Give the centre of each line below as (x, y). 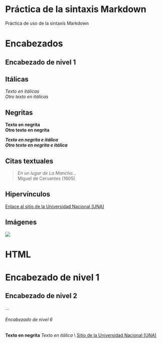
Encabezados (34, 44)
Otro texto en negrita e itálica (36, 145)
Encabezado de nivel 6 (29, 320)
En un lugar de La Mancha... (47, 173)
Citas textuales (29, 161)
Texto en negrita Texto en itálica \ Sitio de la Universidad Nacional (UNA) (81, 335)
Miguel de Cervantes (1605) (46, 178)
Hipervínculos (28, 194)
